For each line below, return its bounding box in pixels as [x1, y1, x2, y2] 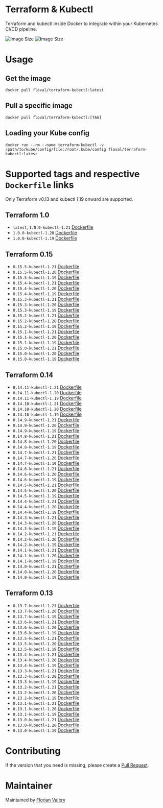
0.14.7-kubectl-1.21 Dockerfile [12, 449, 80, 455]
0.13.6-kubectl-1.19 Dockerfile [12, 629, 80, 635]
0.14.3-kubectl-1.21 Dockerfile [12, 514, 80, 520]
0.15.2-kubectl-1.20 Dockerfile [12, 318, 80, 324]
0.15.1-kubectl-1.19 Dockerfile [12, 340, 80, 346]
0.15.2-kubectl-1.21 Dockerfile [12, 313, 80, 319]
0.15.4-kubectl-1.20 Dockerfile [12, 285, 80, 292]
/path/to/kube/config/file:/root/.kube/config [5, 147, 106, 152]
